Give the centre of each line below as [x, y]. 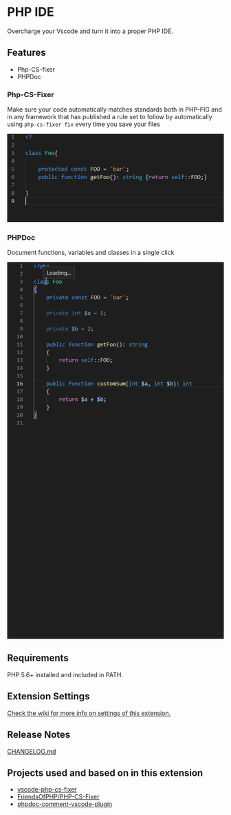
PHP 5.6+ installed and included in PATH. [65, 674]
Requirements [38, 658]
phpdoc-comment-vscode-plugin [65, 804]
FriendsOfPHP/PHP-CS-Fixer [58, 797]
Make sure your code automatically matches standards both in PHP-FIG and [114, 110]
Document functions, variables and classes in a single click [91, 253]
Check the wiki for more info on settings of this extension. [89, 713]
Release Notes [39, 735]
